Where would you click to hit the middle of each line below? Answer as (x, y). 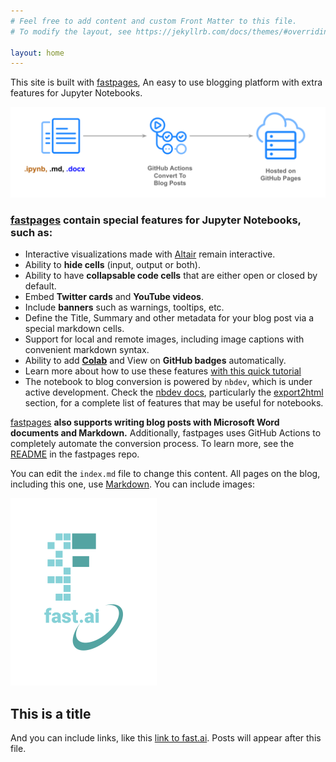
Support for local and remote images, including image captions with (164, 339)
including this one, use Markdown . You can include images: (132, 484)
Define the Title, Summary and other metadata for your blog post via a (169, 318)
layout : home (37, 53)
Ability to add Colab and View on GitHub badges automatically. (155, 361)
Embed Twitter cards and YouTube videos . (114, 297)
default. (40, 286)
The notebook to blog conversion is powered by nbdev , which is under (168, 382)
